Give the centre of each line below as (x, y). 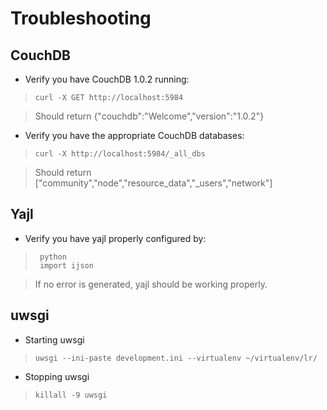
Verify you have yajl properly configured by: (115, 238)
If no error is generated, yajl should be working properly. (151, 284)
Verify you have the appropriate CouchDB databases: (134, 135)
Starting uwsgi (54, 339)
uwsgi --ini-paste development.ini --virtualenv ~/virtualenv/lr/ (176, 358)
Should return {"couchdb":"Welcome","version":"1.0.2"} (149, 116)
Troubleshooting (81, 18)
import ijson (66, 265)
